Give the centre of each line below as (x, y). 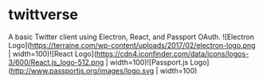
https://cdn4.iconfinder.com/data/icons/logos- (173, 53)
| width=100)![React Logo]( (53, 53)
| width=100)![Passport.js (147, 62)
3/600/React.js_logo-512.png (56, 62)
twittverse (43, 15)
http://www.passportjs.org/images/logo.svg (82, 70)
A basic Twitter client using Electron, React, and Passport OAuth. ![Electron (131, 37)
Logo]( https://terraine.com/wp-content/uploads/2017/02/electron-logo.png (132, 45)
